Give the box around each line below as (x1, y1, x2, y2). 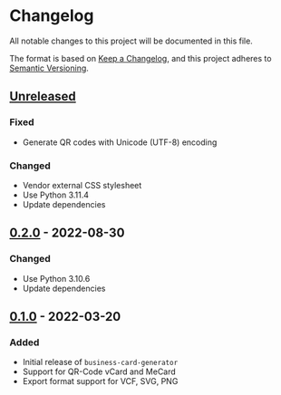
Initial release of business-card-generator (22, 357, 179, 368)
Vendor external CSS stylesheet (22, 179, 142, 190)
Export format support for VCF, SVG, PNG (22, 376, 179, 387)
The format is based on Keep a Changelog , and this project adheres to (9, 53, 272, 63)
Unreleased (9, 89, 77, 104)
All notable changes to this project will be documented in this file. (9, 35, 254, 46)
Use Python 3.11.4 (22, 189, 89, 200)
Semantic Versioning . (9, 63, 89, 73)
